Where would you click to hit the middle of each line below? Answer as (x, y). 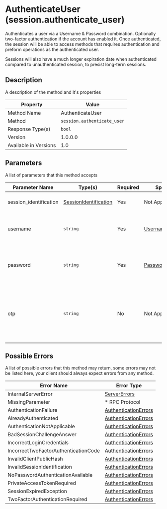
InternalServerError (30, 394)
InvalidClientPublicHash (35, 459)
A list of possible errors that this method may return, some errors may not (80, 368)
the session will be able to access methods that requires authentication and (83, 44)
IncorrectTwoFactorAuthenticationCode (54, 451)
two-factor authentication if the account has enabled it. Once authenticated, (83, 39)
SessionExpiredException (37, 491)
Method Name (24, 113)
